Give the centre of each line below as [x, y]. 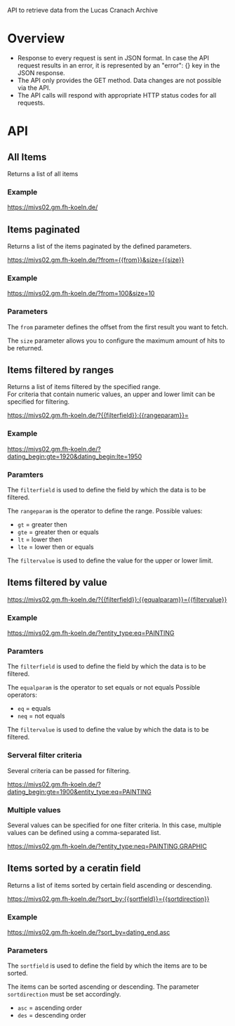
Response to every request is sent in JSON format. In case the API [113, 58]
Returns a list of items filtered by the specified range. [84, 387]
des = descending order [52, 1015]
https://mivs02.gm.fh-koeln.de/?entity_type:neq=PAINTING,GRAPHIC [107, 846]
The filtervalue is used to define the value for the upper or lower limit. [110, 560]
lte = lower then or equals [56, 547]
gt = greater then [42, 525]
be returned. [25, 348]
